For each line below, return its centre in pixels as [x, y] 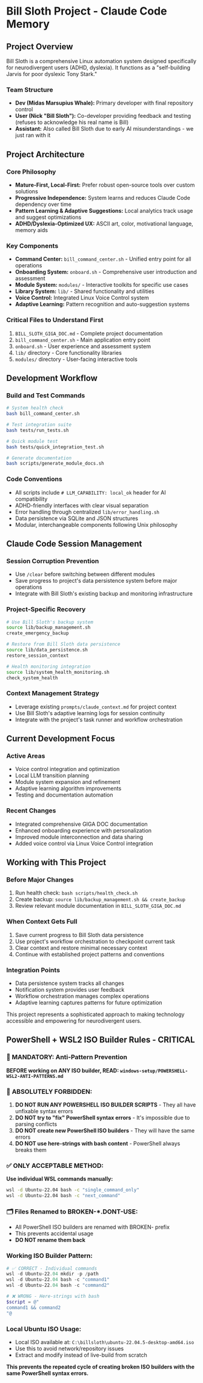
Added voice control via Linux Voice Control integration [84, 843]
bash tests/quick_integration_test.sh [55, 447]
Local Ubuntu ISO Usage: [44, 1329]
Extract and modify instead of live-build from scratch [81, 1355]
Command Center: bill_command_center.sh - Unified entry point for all [103, 259]
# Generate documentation [39, 458]
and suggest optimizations [48, 217]
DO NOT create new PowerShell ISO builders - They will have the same [105, 1130]
